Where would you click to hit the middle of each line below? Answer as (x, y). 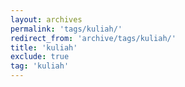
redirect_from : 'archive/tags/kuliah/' (93, 38)
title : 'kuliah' (44, 47)
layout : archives (46, 19)
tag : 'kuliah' (40, 66)
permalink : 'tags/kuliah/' (66, 29)
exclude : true (40, 57)
